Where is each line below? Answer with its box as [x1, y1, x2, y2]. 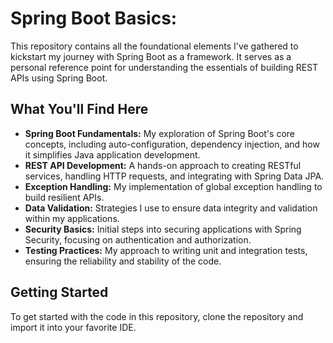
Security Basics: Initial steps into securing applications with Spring [24, 223, 302, 235]
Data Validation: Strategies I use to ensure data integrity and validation [24, 202, 318, 214]
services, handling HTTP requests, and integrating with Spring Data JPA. [24, 170, 325, 182]
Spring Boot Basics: [10, 7, 178, 30]
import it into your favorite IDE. [10, 321, 137, 333]
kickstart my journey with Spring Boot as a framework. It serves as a [10, 50, 292, 62]
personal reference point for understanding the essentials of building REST [10, 61, 319, 73]
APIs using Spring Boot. [10, 72, 108, 84]
